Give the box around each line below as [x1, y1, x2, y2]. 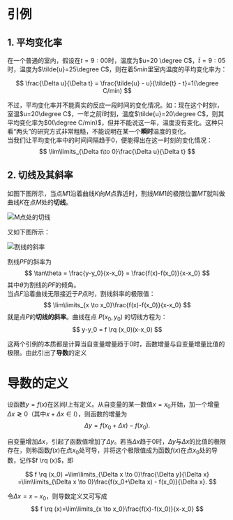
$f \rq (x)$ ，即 [31, 456, 74, 464]
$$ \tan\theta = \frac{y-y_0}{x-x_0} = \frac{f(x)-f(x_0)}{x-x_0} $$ [24, 269, 211, 277]
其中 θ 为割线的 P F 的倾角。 [7, 281, 80, 289]
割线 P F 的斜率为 [7, 257, 52, 266]
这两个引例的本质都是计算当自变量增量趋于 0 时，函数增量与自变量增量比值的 [7, 339, 225, 348]
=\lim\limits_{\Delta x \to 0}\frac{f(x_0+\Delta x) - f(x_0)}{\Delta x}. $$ [17, 477, 217, 486]
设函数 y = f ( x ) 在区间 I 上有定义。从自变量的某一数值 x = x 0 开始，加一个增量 [7, 400, 220, 410]
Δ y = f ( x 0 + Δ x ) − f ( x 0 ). [84, 421, 151, 431]
